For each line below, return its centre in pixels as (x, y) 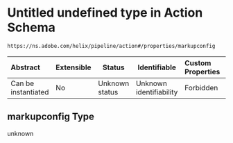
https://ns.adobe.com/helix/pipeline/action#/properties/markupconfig (111, 46)
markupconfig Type (51, 117)
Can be (23, 83)
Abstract (25, 67)
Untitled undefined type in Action (105, 13)
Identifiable (157, 67)
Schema (31, 27)
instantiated (30, 92)
